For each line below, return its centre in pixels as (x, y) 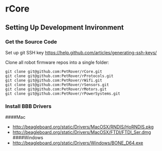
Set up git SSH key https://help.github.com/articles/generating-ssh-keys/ (81, 52)
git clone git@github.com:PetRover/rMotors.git (56, 89)
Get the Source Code (31, 42)
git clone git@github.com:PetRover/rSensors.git (57, 85)
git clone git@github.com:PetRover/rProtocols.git (59, 76)
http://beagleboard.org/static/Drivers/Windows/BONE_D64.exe (78, 143)
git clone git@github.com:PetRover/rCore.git (54, 71)
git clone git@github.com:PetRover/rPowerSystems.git (63, 94)
